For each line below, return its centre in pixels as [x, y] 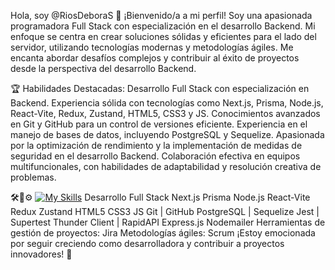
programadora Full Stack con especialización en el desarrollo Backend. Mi [163, 26]
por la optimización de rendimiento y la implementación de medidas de [156, 145]
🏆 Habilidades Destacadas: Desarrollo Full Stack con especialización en [160, 88]
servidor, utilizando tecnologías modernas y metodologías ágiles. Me [152, 47]
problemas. [33, 177]
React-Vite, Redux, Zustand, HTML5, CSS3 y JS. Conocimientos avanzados [165, 113]
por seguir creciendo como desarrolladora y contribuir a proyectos [147, 243]
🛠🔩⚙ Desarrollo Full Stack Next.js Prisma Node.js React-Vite [160, 197]
